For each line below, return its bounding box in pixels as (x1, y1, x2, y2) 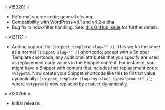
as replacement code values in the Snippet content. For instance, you (11, 60, 155, 65)
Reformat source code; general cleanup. (11, 14, 95, 19)
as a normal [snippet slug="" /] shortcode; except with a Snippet (11, 49, 149, 55)
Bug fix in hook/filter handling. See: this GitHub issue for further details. (11, 24, 159, 30)
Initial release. (11, 100, 41, 106)
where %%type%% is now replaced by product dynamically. (11, 81, 128, 87)
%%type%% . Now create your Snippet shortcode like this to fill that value (11, 70, 156, 76)
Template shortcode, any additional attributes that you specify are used (11, 54, 159, 60)
